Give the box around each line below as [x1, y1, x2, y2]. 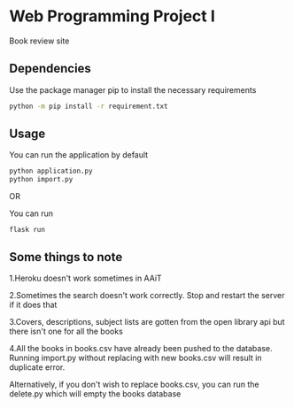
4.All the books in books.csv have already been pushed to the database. [9, 343, 273, 353]
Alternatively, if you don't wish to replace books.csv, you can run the [9, 379, 259, 389]
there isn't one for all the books [9, 326, 124, 336]
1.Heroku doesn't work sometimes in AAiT [9, 273, 162, 283]
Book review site [9, 35, 70, 46]
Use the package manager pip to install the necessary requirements [9, 84, 257, 95]
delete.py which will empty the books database [9, 389, 182, 399]
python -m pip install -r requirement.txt [9, 102, 168, 111]
